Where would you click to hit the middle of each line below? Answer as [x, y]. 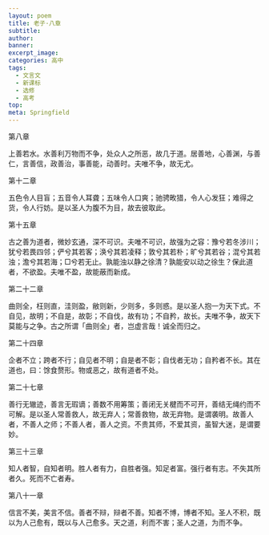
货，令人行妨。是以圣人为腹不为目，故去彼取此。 [89, 208]
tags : [17, 68]
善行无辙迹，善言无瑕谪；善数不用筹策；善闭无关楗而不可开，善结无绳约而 [131, 404]
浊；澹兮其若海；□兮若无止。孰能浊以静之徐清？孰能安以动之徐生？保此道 [131, 262]
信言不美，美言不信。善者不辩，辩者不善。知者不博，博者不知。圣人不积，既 [134, 513]
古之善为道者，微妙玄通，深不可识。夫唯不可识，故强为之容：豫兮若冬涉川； [134, 242]
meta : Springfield [39, 113]
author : [21, 38]
